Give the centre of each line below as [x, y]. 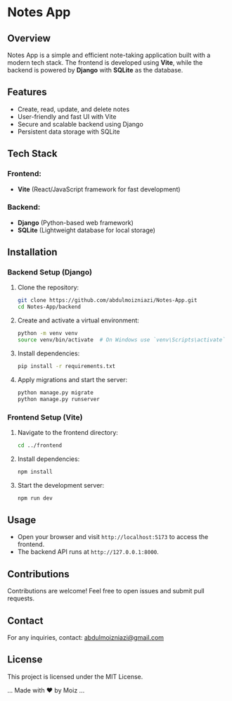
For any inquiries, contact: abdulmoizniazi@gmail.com [85, 637]
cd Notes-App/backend [49, 307]
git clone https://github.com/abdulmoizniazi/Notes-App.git [107, 301]
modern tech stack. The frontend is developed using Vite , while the [105, 63]
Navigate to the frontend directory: [67, 432]
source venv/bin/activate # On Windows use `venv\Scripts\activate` [122, 340]
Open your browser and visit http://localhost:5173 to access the [113, 537]
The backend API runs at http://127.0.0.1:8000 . [88, 552]
